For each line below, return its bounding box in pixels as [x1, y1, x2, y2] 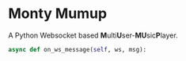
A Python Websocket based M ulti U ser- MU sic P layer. [8, 30, 178, 40]
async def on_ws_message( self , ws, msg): [8, 45, 147, 53]
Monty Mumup [8, 5, 108, 23]
